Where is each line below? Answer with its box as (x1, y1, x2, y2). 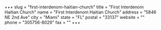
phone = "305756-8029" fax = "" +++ (4, 19, 80, 25)
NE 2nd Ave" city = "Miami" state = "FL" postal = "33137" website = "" (4, 15, 145, 20)
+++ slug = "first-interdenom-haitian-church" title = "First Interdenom (4, 4, 144, 10)
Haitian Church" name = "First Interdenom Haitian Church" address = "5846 (4, 9, 157, 15)
